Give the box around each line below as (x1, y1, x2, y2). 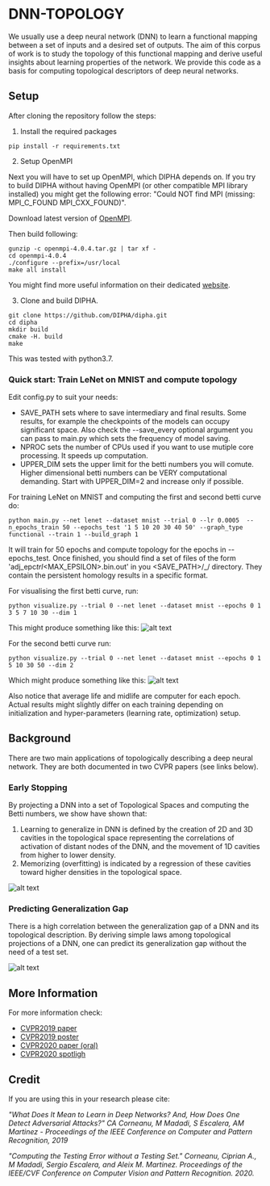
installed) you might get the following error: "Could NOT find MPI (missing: (8, 189, 255, 199)
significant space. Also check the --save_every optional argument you (19, 425, 254, 435)
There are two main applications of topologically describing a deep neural (8, 753, 254, 763)
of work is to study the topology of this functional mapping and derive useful (8, 48, 263, 58)
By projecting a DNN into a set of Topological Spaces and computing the (8, 801, 250, 810)
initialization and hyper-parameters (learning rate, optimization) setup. (8, 709, 241, 718)
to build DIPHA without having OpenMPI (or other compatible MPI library (8, 180, 248, 190)
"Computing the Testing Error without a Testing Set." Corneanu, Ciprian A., (8, 1151, 257, 1161)
